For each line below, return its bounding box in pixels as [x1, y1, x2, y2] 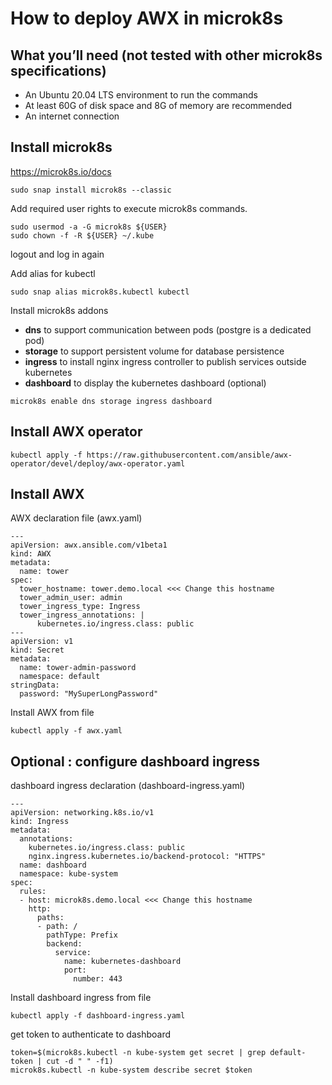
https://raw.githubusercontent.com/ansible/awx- [86, 450, 293, 460]
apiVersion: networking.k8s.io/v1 [10, 808, 155, 818]
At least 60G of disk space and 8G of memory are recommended [24, 100, 293, 111]
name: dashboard [19, 860, 87, 871]
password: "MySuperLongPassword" [19, 689, 159, 699]
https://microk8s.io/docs [10, 165, 112, 177]
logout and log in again [10, 248, 105, 260]
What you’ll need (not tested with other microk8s [10, 47, 323, 64]
